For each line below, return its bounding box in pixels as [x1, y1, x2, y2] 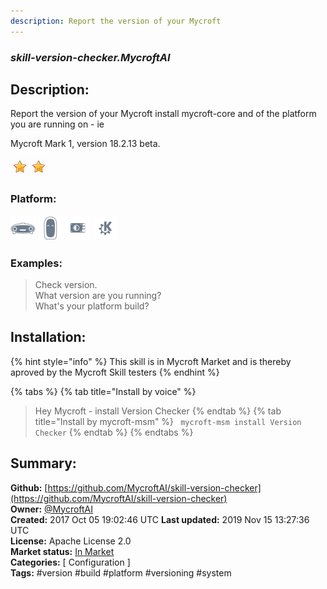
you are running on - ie [10, 118, 105, 130]
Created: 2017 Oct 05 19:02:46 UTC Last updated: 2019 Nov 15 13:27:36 [10, 513, 310, 525]
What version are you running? [34, 289, 162, 301]
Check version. [34, 278, 98, 290]
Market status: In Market [10, 545, 115, 557]
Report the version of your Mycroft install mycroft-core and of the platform [10, 108, 317, 120]
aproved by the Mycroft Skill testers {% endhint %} [10, 366, 220, 378]
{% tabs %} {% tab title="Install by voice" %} [10, 385, 197, 397]
